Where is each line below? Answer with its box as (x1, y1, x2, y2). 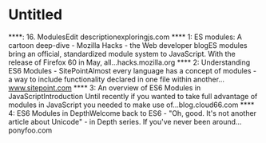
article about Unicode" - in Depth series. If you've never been (8, 117, 211, 126)
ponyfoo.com (8, 125, 53, 135)
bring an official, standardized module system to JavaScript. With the (8, 49, 236, 58)
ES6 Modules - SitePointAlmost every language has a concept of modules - (8, 66, 257, 75)
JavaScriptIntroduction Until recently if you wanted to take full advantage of (8, 91, 258, 101)
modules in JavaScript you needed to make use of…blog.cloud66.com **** (8, 100, 255, 109)
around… (212, 117, 242, 126)
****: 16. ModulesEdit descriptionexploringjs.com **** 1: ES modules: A (8, 32, 242, 42)
